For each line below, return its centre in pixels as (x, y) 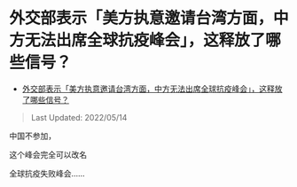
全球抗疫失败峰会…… (47, 173)
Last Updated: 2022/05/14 (79, 117)
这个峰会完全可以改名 (48, 154)
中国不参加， (32, 136)
